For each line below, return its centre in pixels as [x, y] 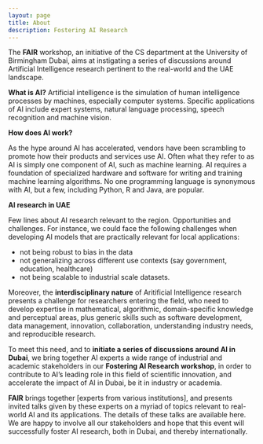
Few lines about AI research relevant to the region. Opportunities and [120, 220]
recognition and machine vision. [60, 118]
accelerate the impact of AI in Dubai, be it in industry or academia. [115, 383]
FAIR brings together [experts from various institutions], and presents [121, 398]
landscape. [26, 77]
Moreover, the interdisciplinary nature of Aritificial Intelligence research [125, 292]
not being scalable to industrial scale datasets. [95, 277]
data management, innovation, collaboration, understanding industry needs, [131, 326]
